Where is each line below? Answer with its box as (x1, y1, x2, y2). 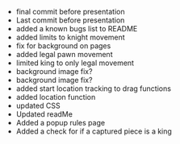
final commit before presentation (15, 7, 125, 16)
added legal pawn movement (15, 50, 113, 59)
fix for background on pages (15, 41, 111, 51)
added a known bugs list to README (15, 24, 138, 33)
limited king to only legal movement (15, 58, 135, 68)
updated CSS (15, 101, 61, 110)
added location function (15, 93, 96, 101)
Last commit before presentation (15, 15, 125, 25)
